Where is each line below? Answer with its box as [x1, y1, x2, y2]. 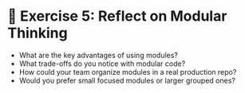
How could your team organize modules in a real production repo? [18, 67, 237, 76]
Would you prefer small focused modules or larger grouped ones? [18, 76, 236, 85]
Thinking [7, 24, 69, 42]
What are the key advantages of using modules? [18, 50, 179, 60]
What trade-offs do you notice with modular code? [18, 59, 186, 68]
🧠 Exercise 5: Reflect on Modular [7, 7, 227, 25]
